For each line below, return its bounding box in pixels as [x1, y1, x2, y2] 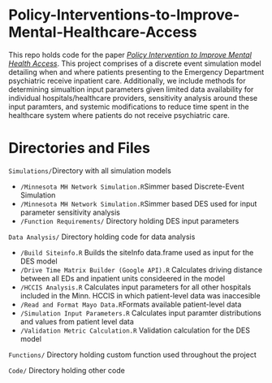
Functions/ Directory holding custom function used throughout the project [8, 350, 257, 359]
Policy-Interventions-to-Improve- [8, 6, 240, 24]
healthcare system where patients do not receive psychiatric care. [8, 110, 230, 120]
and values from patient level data [19, 316, 134, 326]
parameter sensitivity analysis [19, 207, 120, 217]
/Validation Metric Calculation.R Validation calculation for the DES [19, 325, 250, 335]
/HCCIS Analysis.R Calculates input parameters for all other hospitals [19, 282, 252, 292]
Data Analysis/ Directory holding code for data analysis [8, 232, 196, 242]
